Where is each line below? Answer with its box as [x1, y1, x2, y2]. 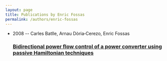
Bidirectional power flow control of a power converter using [12, 43, 162, 50]
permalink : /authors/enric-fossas [5, 17, 78, 22]
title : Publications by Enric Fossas [5, 12, 85, 17]
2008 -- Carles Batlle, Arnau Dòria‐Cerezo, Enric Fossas [12, 31, 130, 37]
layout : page [5, 7, 33, 13]
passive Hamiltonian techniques [12, 49, 94, 56]
